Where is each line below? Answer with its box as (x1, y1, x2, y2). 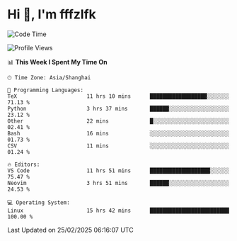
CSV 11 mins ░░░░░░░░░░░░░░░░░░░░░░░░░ (7, 142, 230, 150)
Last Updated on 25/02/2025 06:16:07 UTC (7, 225, 134, 234)
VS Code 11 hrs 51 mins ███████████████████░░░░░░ (7, 167, 230, 174)
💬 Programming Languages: (7, 86, 83, 94)
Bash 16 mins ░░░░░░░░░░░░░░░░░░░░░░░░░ (7, 130, 230, 137)
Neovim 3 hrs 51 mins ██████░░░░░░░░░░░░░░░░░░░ (7, 179, 230, 186)
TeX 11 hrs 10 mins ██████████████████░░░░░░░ (7, 92, 230, 100)
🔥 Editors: (7, 161, 40, 168)
